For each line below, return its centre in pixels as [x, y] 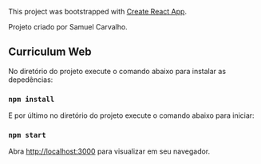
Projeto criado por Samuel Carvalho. [68, 27]
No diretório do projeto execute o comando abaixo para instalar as [117, 71]
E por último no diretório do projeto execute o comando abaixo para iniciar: [131, 115]
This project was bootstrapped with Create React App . [98, 12]
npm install [32, 99]
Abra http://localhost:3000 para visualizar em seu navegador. [109, 151]
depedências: [31, 80]
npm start [27, 135]
